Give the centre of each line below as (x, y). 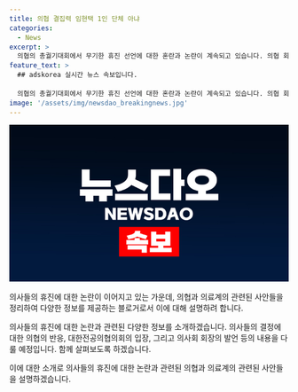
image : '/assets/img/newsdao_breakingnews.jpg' (99, 103)
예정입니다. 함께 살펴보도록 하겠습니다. (85, 349)
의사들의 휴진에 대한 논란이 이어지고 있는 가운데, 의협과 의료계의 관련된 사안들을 (146, 297)
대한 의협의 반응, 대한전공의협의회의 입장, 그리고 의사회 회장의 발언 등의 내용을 (144, 338)
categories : (31, 28)
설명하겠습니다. (45, 379)
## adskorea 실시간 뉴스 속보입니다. (78, 75)
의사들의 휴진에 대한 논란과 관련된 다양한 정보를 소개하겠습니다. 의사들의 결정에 (145, 327)
